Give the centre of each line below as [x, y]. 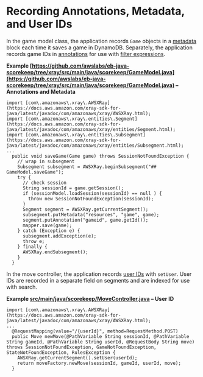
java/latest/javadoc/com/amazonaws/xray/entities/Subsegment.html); [95, 145]
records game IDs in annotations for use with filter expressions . [86, 54]
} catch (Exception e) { [49, 231]
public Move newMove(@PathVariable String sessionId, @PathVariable [101, 336]
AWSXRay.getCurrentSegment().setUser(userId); [77, 358]
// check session [45, 183]
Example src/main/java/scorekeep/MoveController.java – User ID [90, 298]
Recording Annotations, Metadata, [95, 11]
